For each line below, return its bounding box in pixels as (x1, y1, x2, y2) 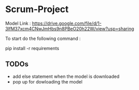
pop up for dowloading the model (12, 78, 83, 84)
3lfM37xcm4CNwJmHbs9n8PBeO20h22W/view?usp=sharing (5, 25, 134, 31)
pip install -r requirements (5, 45, 59, 51)
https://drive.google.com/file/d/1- (32, 20, 102, 26)
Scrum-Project (5, 4, 69, 15)
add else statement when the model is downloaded (12, 73, 120, 79)
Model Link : (5, 20, 31, 26)
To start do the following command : (5, 35, 81, 41)
